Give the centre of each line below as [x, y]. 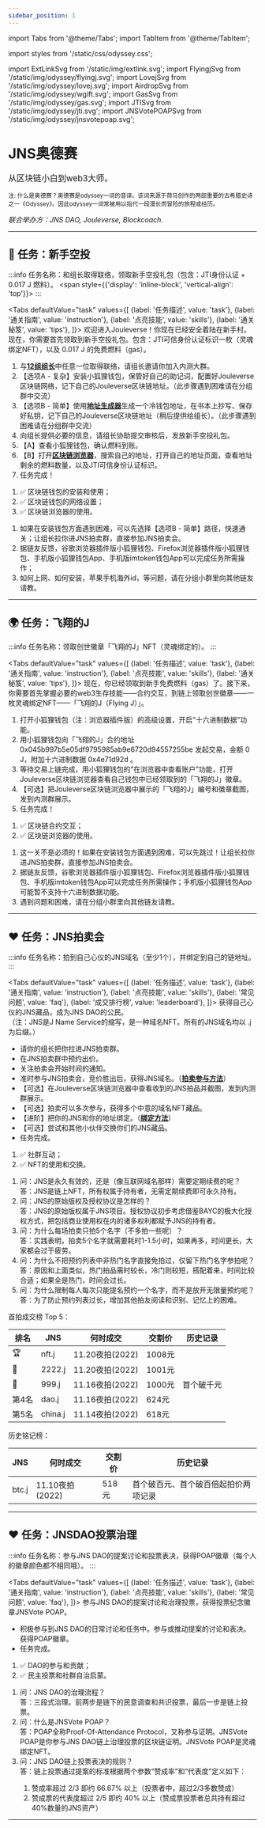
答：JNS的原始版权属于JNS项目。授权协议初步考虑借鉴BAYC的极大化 [132, 1211]
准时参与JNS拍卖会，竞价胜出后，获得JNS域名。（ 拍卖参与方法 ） [125, 1078]
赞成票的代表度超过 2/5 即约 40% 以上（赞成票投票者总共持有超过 [138, 1798]
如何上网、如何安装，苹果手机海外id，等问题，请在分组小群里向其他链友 [136, 578]
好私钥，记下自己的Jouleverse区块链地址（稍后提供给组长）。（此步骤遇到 [138, 415]
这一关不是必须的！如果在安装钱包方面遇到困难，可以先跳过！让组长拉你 [137, 852]
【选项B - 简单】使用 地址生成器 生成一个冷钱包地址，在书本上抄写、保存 [136, 406]
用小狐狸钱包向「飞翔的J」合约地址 [77, 740]
